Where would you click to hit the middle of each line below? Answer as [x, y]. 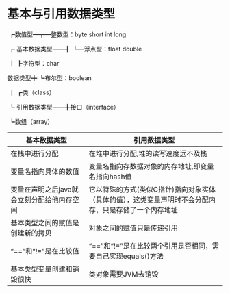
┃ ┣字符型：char [34, 63]
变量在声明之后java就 [44, 189]
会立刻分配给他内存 [42, 199]
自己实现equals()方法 [130, 256]
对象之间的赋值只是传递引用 [133, 228]
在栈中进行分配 [35, 153]
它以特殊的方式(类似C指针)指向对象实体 [152, 189]
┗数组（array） [31, 121]
